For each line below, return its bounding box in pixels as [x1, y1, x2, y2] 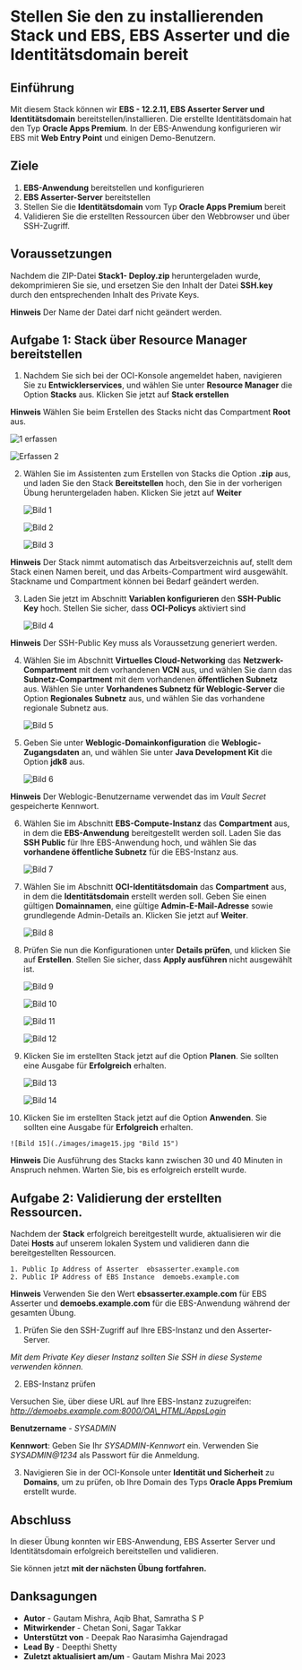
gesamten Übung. [10, 1308, 77, 1318]
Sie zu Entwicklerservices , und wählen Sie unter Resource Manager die [22, 379, 293, 391]
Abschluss [10, 1512, 72, 1527]
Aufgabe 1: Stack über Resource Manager [10, 333, 247, 348]
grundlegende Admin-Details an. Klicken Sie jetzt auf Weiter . [22, 910, 249, 921]
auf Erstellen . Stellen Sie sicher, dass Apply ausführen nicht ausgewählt [22, 954, 293, 965]
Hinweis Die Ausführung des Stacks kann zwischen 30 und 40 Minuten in [10, 1155, 283, 1166]
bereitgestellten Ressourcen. [10, 1248, 116, 1258]
